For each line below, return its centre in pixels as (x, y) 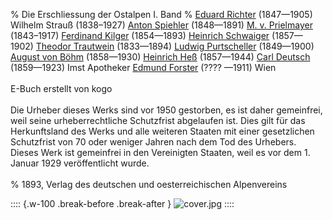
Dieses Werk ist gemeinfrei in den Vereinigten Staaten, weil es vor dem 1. (160, 152)
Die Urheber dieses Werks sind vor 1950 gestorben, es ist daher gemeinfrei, (166, 110)
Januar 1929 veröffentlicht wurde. (80, 163)
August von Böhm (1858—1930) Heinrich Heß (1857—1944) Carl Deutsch (160, 57)
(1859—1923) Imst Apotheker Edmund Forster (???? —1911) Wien (143, 67)
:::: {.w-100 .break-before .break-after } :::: (122, 203)
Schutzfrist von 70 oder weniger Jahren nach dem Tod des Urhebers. (153, 142)
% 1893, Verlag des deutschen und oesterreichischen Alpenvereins (149, 184)
